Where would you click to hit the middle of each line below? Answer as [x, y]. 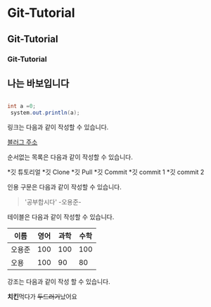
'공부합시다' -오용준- [53, 202]
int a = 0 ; [22, 106]
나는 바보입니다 [38, 83]
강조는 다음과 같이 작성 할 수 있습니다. [59, 282]
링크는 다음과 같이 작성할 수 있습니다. [58, 127]
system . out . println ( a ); [45, 113]
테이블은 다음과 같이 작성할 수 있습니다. [61, 217]
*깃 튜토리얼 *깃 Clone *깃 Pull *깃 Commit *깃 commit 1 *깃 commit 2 [106, 172]
